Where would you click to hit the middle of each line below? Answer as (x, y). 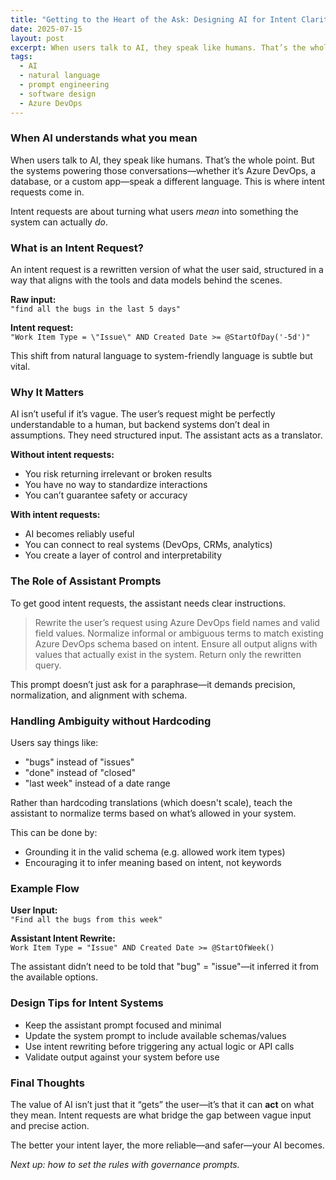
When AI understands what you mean (104, 138)
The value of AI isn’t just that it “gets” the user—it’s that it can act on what (162, 1104)
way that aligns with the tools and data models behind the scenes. (146, 280)
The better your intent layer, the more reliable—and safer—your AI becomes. (167, 1145)
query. (48, 665)
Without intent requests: (62, 455)
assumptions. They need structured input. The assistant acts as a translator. (166, 435)
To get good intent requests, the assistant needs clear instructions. (148, 603)
